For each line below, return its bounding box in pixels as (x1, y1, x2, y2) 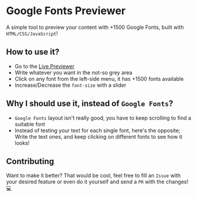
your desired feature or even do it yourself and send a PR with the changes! (6, 178, 189, 185)
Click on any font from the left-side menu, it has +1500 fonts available (14, 75, 184, 82)
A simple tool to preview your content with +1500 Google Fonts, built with (6, 24, 184, 31)
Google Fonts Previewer (6, 4, 126, 18)
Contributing (6, 156, 54, 166)
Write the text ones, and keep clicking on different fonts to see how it (14, 133, 183, 140)
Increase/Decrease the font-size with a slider (14, 81, 127, 88)
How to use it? (6, 47, 60, 57)
